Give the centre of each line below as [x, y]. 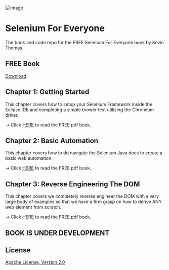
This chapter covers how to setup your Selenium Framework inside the [79, 104]
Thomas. [14, 48]
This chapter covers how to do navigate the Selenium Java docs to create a [84, 153]
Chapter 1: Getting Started [47, 92]
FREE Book [23, 64]
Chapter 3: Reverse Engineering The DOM [73, 184]
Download [16, 76]
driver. [12, 115]
